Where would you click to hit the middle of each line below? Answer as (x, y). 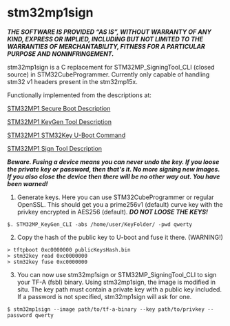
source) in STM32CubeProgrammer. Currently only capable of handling (108, 74)
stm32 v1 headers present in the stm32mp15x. (72, 81)
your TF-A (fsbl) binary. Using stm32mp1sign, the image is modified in (116, 282)
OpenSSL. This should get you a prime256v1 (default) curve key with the (120, 204)
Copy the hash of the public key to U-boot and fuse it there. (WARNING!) (120, 237)
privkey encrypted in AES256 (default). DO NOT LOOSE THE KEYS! (113, 212)
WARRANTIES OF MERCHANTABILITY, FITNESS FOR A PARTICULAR (106, 46)
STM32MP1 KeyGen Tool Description (60, 121)
